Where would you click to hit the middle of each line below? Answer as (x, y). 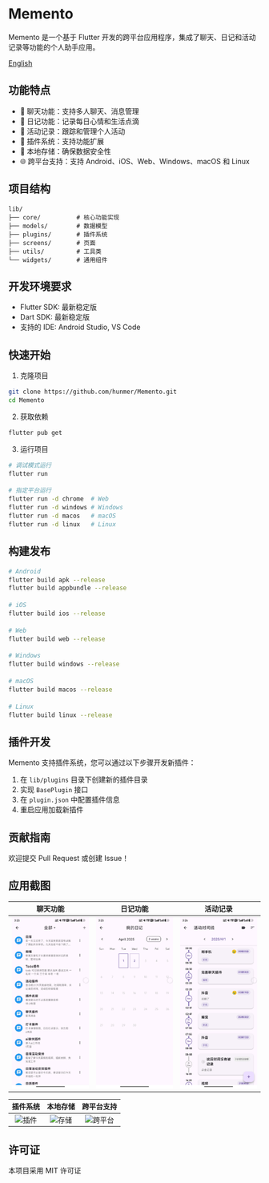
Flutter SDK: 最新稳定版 (58, 307)
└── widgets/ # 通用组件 (58, 260)
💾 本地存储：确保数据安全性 (65, 151)
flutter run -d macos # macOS (62, 516)
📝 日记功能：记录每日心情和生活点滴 (79, 121)
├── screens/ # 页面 (52, 243)
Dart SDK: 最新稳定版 (55, 317)
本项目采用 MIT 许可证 (45, 1170)
